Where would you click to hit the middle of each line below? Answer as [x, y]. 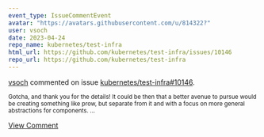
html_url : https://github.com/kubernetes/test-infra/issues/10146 [120, 52]
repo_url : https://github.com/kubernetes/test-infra [97, 60]
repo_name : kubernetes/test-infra [65, 45]
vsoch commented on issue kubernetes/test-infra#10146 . [102, 82]
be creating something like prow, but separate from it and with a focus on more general [127, 104]
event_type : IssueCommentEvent [60, 15]
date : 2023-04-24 [37, 38]
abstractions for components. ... [52, 110]
